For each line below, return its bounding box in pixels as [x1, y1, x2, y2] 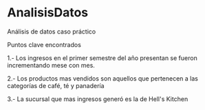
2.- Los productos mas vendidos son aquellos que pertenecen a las [7, 74, 198, 83]
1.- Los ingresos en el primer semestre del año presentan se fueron [7, 53, 197, 62]
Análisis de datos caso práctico [7, 27, 96, 36]
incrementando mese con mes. [7, 61, 95, 69]
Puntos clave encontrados [7, 40, 81, 49]
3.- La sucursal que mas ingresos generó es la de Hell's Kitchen [7, 94, 188, 103]
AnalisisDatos [7, 5, 89, 20]
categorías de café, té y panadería [7, 81, 105, 90]
